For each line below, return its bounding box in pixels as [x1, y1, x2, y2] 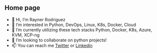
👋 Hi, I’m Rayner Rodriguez [11, 16, 66, 22]
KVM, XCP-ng [11, 32, 40, 38]
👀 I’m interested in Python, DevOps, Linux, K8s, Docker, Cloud [11, 22, 136, 27]
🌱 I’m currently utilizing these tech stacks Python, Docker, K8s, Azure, [11, 26, 152, 33]
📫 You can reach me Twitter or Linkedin [11, 42, 93, 48]
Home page [4, 4, 40, 12]
